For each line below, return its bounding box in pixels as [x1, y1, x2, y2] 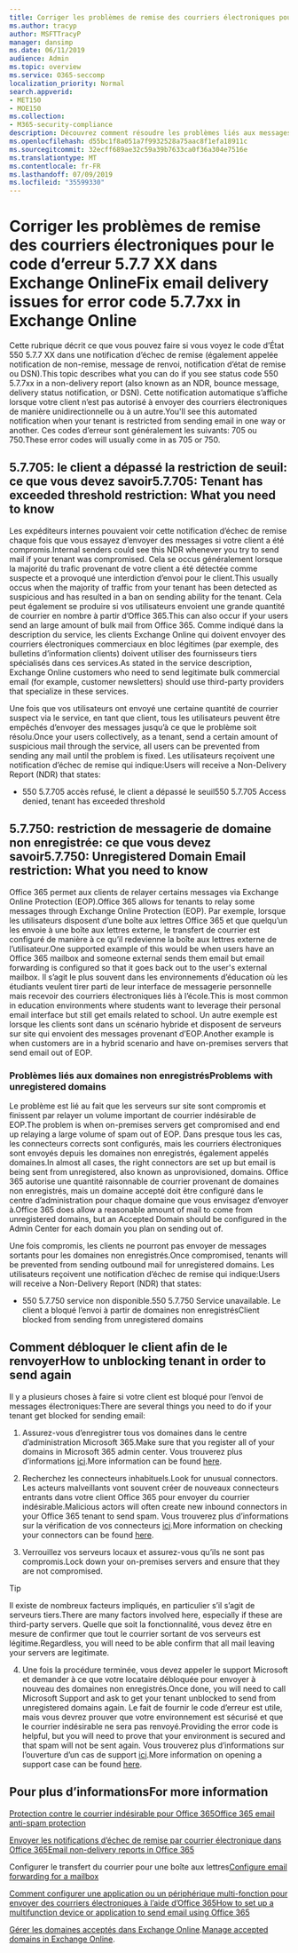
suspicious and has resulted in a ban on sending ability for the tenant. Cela [9, 591, 282, 602]
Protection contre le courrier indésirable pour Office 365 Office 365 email [9, 1808, 275, 1819]
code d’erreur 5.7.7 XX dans [9, 254, 218, 274]
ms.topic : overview [9, 63, 82, 72]
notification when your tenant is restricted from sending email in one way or [9, 416, 286, 426]
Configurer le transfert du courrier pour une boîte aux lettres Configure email [9, 1862, 288, 1872]
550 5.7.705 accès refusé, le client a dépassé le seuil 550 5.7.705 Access [21, 786, 286, 797]
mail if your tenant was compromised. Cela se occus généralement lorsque [9, 553, 284, 564]
